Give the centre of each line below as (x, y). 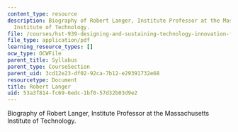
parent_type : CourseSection (49, 67)
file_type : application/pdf (49, 40)
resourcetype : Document (42, 80)
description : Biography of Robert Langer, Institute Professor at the (114, 21)
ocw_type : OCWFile (34, 54)
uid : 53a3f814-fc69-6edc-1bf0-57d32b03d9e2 (73, 93)
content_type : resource (42, 14)
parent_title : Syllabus (42, 60)
